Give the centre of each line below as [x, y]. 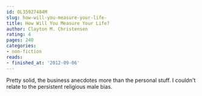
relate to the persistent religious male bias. [59, 86]
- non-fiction [24, 52]
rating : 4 [19, 35]
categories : [21, 46]
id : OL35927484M [27, 12]
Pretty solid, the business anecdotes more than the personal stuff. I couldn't [101, 80]
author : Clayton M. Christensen [47, 29]
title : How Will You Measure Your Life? [58, 23]
